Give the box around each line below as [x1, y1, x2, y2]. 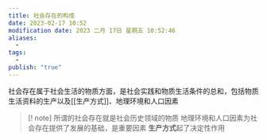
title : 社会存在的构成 [8, 11, 75, 20]
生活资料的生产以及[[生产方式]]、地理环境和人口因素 [8, 96, 179, 106]
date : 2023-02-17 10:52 [8, 19, 87, 27]
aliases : [8, 33, 37, 42]
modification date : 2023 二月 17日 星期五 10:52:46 [8, 26, 176, 34]
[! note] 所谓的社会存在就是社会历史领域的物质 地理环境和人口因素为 [27, 113, 251, 122]
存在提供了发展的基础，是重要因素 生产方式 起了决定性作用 [34, 122, 225, 132]
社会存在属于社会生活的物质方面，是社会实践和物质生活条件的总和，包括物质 [8, 86, 259, 95]
